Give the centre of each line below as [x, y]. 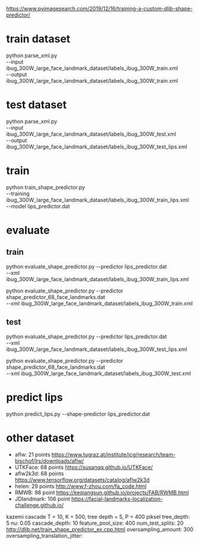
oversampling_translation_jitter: [45, 535]
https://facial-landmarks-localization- [117, 499]
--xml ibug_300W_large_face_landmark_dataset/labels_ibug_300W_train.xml [99, 303]
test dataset [37, 105]
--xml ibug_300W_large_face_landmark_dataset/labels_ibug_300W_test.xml [99, 373]
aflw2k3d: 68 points [39, 474]
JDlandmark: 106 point [42, 499]
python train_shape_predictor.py [45, 187]
